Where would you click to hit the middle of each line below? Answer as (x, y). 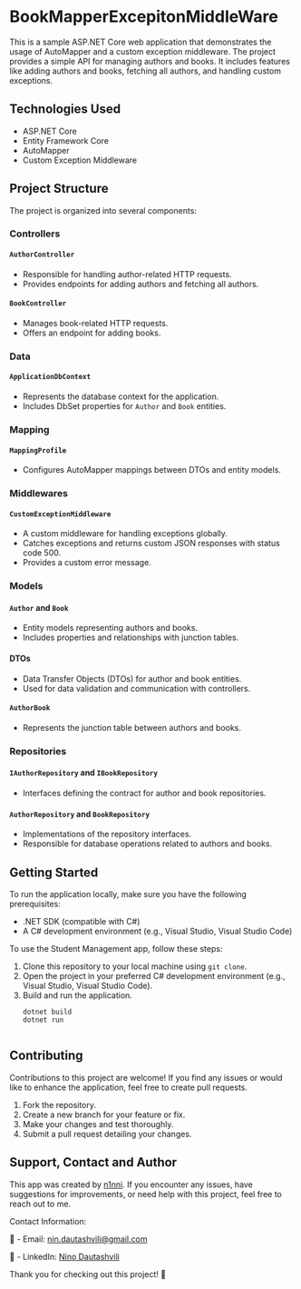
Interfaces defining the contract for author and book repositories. (144, 793)
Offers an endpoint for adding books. (92, 333)
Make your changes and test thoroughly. (98, 1124)
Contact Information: (48, 1221)
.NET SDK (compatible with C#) (81, 921)
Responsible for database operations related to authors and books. (147, 844)
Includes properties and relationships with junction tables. (131, 637)
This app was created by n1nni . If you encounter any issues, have (131, 1184)
